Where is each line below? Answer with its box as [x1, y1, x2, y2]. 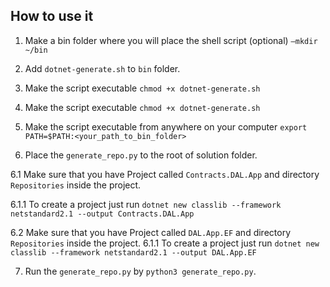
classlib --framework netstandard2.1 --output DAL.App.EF [10, 247, 257, 258]
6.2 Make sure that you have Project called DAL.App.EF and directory [10, 226, 291, 238]
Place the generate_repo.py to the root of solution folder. [24, 149, 258, 161]
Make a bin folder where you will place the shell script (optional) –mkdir [24, 34, 318, 46]
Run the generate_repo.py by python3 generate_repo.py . [24, 265, 257, 277]
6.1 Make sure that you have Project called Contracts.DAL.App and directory [10, 168, 320, 180]
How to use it [10, 8, 94, 25]
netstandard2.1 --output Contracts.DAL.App [10, 209, 195, 219]
